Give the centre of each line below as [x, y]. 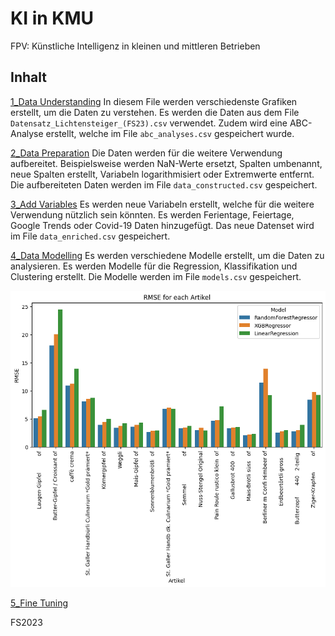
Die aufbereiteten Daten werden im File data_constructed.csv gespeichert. [164, 184]
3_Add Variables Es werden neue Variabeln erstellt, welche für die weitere [162, 204]
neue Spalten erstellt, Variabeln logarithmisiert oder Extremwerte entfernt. [162, 174]
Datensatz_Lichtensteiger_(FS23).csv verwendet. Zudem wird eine [149, 123]
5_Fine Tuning [39, 603]
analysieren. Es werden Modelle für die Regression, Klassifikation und [154, 266]
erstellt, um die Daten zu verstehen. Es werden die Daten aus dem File [155, 112]
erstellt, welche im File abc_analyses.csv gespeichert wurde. [170, 133]
